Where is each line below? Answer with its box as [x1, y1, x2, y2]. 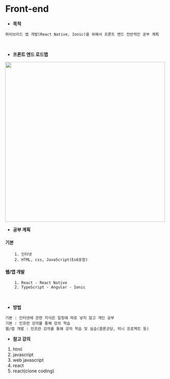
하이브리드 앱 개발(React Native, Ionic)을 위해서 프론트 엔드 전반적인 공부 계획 [5, 32, 159, 37]
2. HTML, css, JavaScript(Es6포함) [14, 257, 88, 262]
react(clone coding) [12, 368, 55, 374]
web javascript [12, 357, 44, 363]
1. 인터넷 [14, 252, 32, 257]
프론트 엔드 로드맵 [12, 51, 48, 57]
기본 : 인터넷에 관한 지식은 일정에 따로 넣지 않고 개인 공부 [5, 316, 115, 321]
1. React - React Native [14, 280, 67, 285]
